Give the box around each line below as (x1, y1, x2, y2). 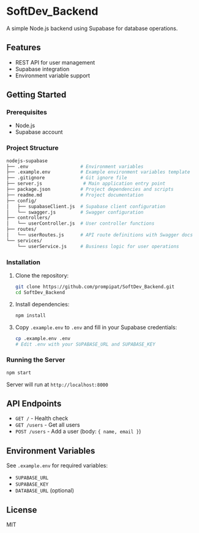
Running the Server (6, 356, 66, 364)
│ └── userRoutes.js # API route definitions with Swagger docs (6, 232, 193, 238)
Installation (6, 258, 41, 266)
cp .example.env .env (15, 335, 70, 341)
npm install (15, 312, 46, 319)
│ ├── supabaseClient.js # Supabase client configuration (6, 203, 166, 209)
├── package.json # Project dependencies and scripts (6, 186, 174, 193)
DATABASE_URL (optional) (15, 487, 75, 494)
